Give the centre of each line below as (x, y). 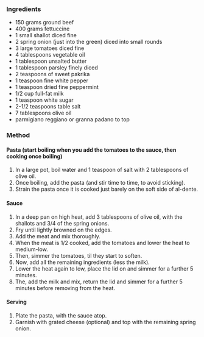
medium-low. (32, 249)
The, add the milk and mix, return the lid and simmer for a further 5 (99, 282)
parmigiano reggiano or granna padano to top (72, 119)
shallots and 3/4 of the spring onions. (62, 223)
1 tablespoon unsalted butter (51, 61)
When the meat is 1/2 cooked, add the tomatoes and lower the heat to (102, 243)
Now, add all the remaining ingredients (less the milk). (83, 262)
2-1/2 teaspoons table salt (48, 107)
